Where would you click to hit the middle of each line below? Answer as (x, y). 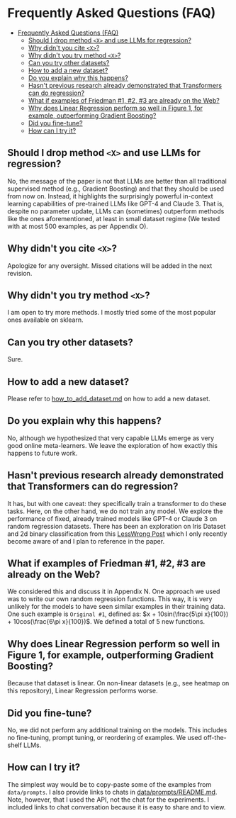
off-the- (215, 738)
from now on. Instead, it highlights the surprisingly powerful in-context (110, 196)
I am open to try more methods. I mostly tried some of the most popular (112, 313)
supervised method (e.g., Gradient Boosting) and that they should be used (116, 189)
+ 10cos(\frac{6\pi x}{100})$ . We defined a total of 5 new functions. (106, 622)
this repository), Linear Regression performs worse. (83, 691)
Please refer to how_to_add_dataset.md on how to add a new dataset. (109, 399)
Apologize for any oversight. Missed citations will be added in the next (110, 265)
